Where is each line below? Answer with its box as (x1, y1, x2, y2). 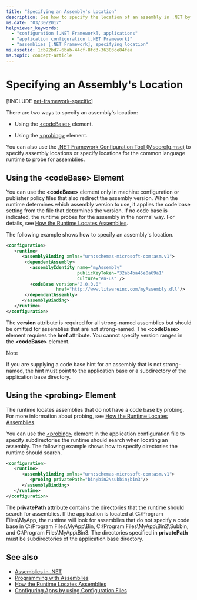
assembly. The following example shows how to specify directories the (6, 442, 178, 450)
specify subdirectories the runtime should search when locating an (6, 436, 168, 443)
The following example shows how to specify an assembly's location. (6, 231, 174, 238)
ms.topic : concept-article (6, 53, 72, 58)
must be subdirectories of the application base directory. (6, 535, 144, 542)
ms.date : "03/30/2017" (6, 19, 62, 25)
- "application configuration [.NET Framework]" (11, 36, 133, 42)
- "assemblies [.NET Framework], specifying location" (11, 42, 149, 48)
